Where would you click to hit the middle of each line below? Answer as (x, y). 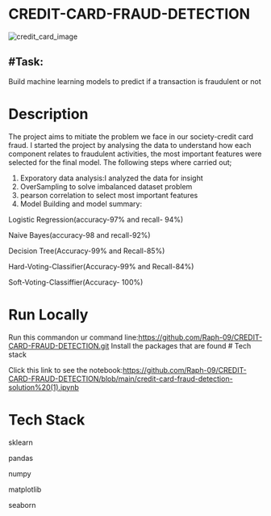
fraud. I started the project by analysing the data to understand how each (130, 145)
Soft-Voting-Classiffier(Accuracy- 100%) (76, 282)
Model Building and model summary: (81, 204)
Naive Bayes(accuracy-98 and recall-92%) (79, 235)
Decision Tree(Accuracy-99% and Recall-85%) (87, 251)
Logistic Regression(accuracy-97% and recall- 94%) (96, 219)
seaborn (22, 505)
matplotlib (25, 489)
